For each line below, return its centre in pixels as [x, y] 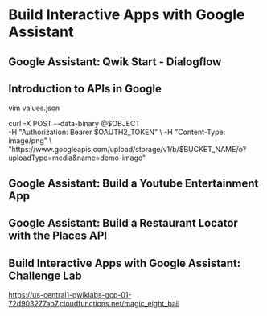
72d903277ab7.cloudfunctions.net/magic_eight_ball [94, 303]
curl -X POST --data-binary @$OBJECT [74, 124]
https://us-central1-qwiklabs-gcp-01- [70, 294]
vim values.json [34, 108]
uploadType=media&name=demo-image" [77, 158]
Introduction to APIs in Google [85, 89]
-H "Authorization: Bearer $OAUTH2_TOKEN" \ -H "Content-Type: [117, 132]
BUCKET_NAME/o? [215, 150]
